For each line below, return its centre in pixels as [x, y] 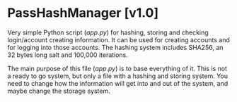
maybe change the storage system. [59, 91]
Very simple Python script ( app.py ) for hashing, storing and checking [108, 32]
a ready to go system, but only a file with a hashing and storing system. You [118, 76]
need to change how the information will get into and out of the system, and [118, 83]
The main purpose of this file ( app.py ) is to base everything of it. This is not [117, 68]
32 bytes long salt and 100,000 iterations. [68, 55]
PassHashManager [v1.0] [83, 13]
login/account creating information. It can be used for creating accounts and [118, 39]
